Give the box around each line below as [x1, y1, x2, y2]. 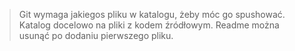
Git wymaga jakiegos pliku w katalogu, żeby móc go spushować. [18, 9, 286, 20]
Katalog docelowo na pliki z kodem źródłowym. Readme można [18, 19, 280, 31]
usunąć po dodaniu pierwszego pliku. [18, 30, 174, 41]
